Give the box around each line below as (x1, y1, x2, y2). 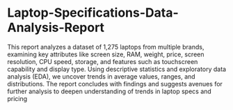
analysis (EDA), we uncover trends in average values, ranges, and (7, 72, 196, 81)
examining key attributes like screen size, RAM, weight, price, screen (7, 50, 204, 58)
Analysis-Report (7, 19, 105, 36)
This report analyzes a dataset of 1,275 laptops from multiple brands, (7, 42, 204, 51)
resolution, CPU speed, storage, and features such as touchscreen (7, 57, 198, 65)
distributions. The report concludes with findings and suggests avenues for (7, 79, 223, 88)
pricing (7, 94, 28, 102)
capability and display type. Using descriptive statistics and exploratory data (7, 65, 227, 73)
